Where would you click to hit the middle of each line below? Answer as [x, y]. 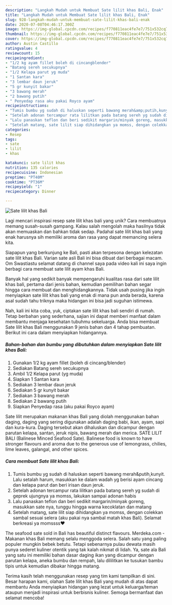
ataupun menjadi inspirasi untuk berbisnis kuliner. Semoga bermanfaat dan [84, 592]
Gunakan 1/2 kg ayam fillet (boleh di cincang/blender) [69, 363]
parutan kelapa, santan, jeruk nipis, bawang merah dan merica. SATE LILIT [84, 433]
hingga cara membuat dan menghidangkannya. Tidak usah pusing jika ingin [85, 290]
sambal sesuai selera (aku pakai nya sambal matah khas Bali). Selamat [87, 518]
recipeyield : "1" [24, 187]
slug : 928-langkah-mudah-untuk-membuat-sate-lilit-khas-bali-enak [78, 20]
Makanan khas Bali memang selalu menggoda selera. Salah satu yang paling [86, 539]
